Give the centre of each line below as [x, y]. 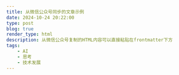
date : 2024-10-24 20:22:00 [40, 18]
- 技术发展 [29, 62]
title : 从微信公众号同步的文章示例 [45, 12]
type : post [20, 23]
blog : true [20, 29]
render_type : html [29, 34]
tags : [13, 46]
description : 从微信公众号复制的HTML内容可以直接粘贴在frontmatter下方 [89, 40]
